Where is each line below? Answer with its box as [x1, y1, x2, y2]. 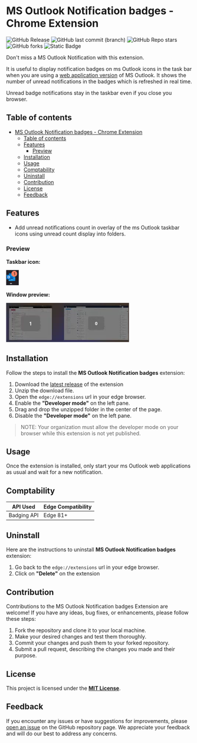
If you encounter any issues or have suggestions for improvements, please [6, 717, 188, 724]
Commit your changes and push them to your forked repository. [14, 639, 170, 647]
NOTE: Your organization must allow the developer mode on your [20, 423, 179, 430]
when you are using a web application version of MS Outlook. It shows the [6, 71, 187, 78]
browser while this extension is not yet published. [20, 430, 141, 437]
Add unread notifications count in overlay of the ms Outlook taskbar [14, 224, 180, 231]
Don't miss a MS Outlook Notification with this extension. [6, 54, 145, 61]
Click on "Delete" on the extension [14, 570, 100, 577]
